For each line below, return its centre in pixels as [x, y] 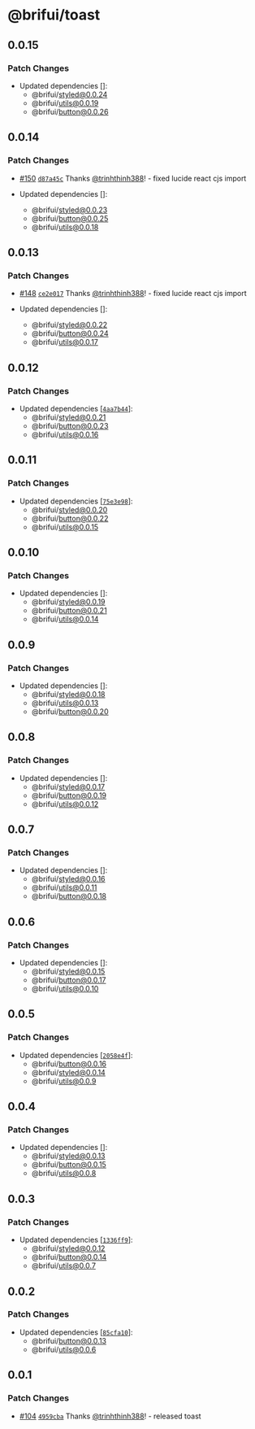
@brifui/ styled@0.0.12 [68, 1248]
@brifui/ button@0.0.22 [70, 518]
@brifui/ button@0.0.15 [69, 1165]
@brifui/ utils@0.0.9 [64, 1081]
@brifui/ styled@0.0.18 [69, 694]
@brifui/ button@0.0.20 [70, 712]
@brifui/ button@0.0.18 [69, 896]
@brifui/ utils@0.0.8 [64, 1174]
